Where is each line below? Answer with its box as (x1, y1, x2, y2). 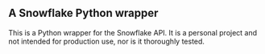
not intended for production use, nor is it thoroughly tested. (8, 36, 205, 46)
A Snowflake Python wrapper (8, 6, 159, 20)
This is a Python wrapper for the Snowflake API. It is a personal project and (8, 27, 258, 37)
